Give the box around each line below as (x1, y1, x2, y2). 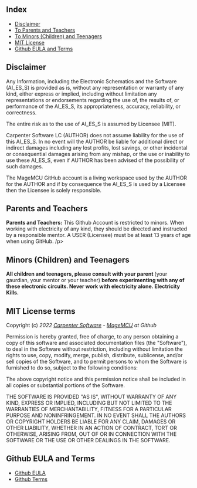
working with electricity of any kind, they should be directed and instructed (6, 225, 188, 232)
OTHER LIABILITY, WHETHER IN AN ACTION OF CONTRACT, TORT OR (6, 425, 177, 432)
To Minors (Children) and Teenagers (14, 32, 103, 40)
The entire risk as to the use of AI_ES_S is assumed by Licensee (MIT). (6, 120, 176, 127)
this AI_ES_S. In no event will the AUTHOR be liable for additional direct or (6, 138, 184, 145)
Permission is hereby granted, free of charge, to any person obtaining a (6, 333, 179, 340)
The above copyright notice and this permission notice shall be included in (6, 375, 186, 383)
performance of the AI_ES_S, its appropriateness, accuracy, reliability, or (6, 103, 181, 110)
